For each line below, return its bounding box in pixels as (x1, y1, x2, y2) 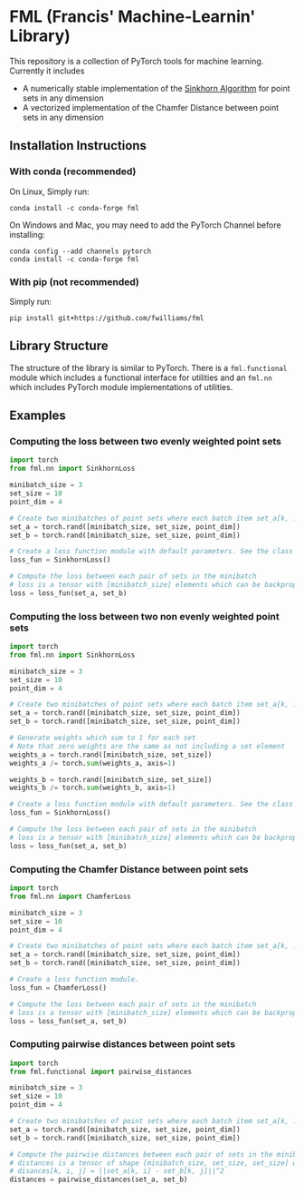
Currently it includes (9, 65, 85, 76)
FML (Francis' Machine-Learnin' (9, 6, 256, 27)
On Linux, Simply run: (9, 186, 90, 197)
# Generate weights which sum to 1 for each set (9, 733, 196, 743)
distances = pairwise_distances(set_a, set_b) (9, 1175, 188, 1185)
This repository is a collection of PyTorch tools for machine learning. (9, 55, 264, 66)
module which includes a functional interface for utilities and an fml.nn (9, 372, 273, 383)
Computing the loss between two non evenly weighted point (9, 610, 280, 622)
